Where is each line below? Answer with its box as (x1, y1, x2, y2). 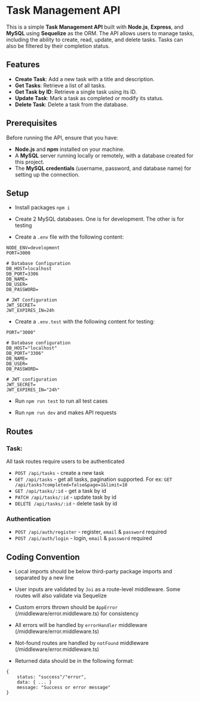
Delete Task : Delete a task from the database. (14, 101, 128, 108)
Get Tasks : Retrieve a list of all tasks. (14, 82, 106, 89)
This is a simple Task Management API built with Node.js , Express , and (6, 23, 184, 30)
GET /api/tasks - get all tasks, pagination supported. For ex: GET (14, 475, 173, 483)
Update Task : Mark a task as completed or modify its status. (14, 94, 164, 101)
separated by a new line (14, 574, 74, 582)
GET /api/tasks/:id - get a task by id (14, 487, 106, 495)
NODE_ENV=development (6, 245, 60, 251)
